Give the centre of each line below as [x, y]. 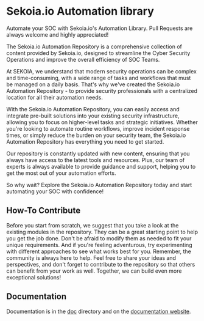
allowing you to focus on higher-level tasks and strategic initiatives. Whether [102, 122]
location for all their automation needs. [55, 97]
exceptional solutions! [34, 277]
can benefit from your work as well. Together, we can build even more [94, 271]
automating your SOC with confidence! [55, 191]
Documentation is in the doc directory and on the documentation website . [99, 311]
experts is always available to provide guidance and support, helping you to [101, 166]
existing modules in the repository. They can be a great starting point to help [102, 232]
